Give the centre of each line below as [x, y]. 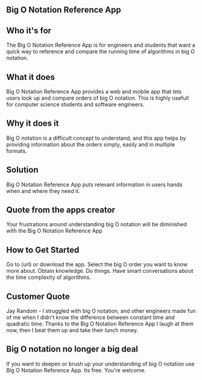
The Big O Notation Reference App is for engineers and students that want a [101, 45]
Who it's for [29, 31]
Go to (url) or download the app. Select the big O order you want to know [97, 264]
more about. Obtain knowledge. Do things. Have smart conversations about [100, 271]
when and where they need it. [43, 191]
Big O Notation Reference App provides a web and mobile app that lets [94, 92]
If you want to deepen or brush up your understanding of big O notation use [100, 364]
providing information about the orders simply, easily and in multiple [91, 144]
